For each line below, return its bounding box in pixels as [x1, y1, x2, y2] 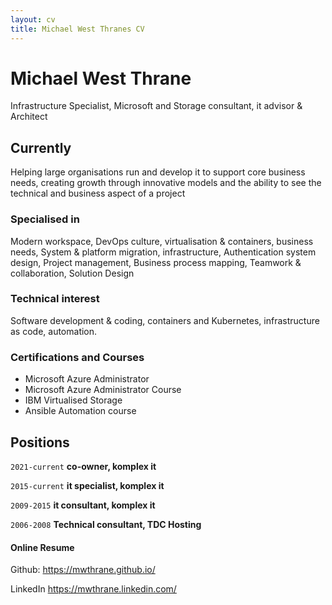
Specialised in [10, 212, 80, 226]
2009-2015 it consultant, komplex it [10, 499, 156, 511]
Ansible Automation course [24, 405, 137, 417]
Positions [10, 434, 70, 451]
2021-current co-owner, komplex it [10, 460, 157, 472]
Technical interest [10, 292, 100, 306]
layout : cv [10, 14, 56, 25]
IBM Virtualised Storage [24, 394, 123, 406]
